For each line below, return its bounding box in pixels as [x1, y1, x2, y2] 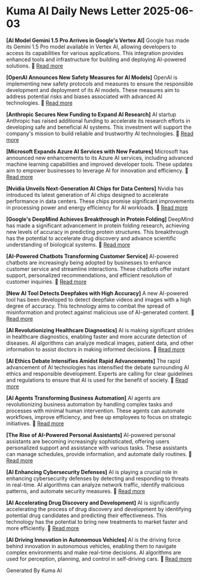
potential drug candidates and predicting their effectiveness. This [6, 512, 167, 519]
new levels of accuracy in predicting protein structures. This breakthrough [6, 228, 189, 235]
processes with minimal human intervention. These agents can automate [6, 407, 185, 414]
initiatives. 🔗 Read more [6, 420, 64, 427]
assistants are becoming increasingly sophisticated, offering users [6, 438, 170, 445]
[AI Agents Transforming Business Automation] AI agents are [6, 394, 161, 402]
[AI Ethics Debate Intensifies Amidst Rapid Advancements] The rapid [6, 357, 180, 365]
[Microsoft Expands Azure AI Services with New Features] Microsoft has [6, 148, 189, 155]
